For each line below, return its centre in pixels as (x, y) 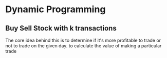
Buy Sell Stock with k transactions (61, 28)
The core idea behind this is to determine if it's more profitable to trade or (83, 40)
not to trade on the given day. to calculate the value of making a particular (83, 46)
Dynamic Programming (55, 9)
